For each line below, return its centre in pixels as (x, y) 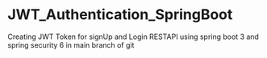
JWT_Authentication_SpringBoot (120, 15)
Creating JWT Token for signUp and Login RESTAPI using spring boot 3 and (133, 37)
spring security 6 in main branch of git (71, 44)
